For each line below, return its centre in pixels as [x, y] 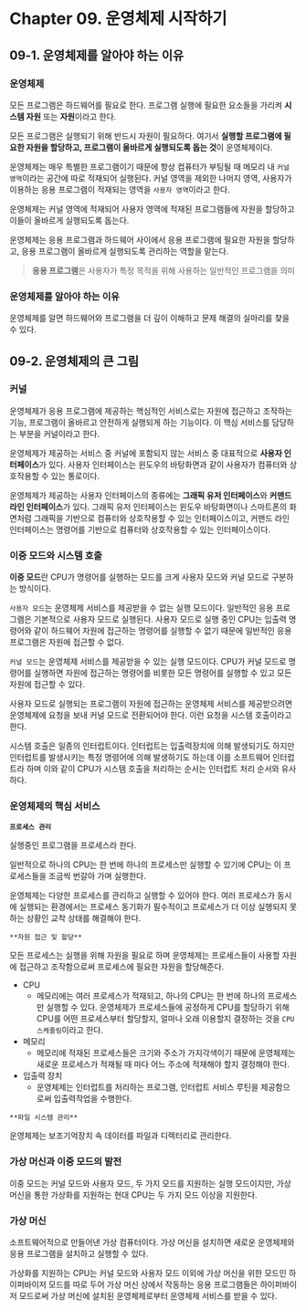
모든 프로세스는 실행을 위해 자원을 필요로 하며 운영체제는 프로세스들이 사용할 [145, 956]
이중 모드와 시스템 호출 [56, 555]
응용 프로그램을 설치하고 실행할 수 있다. [79, 1254]
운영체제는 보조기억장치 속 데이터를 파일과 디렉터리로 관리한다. [121, 1136]
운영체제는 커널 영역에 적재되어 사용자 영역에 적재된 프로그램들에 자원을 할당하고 [152, 209]
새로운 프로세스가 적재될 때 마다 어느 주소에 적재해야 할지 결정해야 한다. [163, 1064]
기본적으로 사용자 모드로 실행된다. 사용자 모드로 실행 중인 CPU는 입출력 [160, 619]
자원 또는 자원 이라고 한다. [71, 116]
